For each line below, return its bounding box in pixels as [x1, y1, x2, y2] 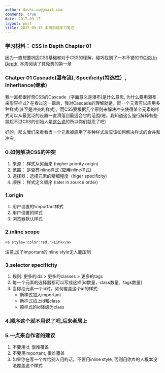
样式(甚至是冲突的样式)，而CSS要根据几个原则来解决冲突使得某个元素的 [9, 106, 155, 112]
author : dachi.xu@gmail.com [5, 7, 63, 12]
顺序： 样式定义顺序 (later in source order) [12, 179, 99, 185]
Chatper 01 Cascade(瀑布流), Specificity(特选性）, [5, 74, 127, 81]
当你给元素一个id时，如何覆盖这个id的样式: [12, 285, 99, 291]
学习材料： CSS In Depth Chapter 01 [5, 43, 92, 50]
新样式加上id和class [19, 298, 60, 304]
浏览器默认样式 [12, 216, 43, 222]
